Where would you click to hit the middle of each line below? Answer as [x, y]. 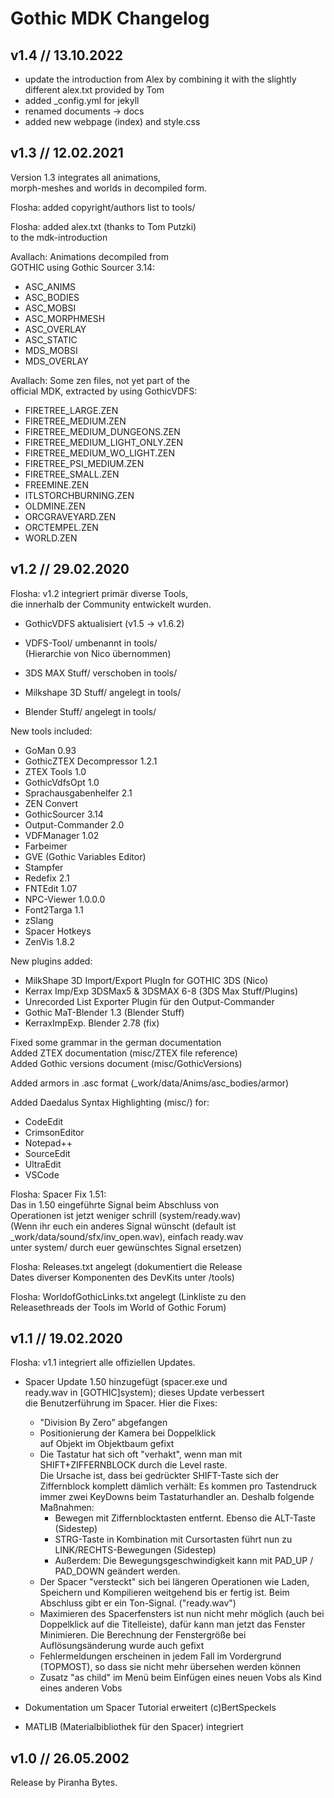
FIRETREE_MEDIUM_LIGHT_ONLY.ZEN [103, 442]
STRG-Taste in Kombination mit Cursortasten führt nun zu [173, 1539]
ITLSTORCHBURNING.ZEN [79, 495]
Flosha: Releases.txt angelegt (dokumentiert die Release [126, 1266]
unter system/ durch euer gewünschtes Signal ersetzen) [126, 1247]
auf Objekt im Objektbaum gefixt [107, 1444]
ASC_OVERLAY [55, 329]
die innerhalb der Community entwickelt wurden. [111, 604]
